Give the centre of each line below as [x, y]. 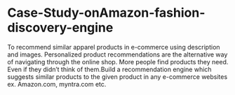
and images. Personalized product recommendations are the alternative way [117, 54]
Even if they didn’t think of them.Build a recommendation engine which [109, 69]
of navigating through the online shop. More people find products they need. [118, 61]
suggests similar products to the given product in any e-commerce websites [117, 76]
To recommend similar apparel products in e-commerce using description [114, 47]
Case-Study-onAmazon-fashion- [106, 13]
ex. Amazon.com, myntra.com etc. [57, 84]
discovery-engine [60, 28]
